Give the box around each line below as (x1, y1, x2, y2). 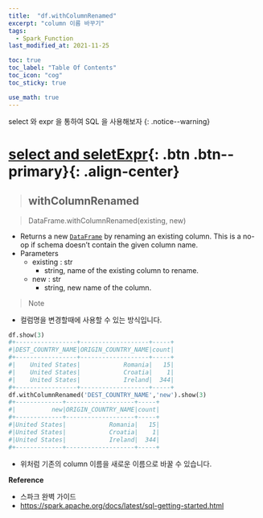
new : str (31, 274, 62, 284)
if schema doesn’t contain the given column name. (31, 239, 199, 250)
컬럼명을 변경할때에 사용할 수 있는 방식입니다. (19, 315, 162, 325)
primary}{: (8, 162, 80, 180)
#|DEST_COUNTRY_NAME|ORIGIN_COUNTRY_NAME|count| (8, 346, 175, 354)
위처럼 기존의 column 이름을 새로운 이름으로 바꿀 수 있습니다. (19, 458, 212, 468)
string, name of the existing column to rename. (43, 265, 199, 275)
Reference (8, 474, 44, 484)
